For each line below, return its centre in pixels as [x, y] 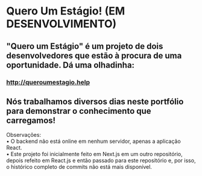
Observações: [24, 135]
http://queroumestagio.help [48, 82]
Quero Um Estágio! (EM [66, 11]
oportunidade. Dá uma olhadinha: [70, 65]
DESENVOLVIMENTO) [62, 24]
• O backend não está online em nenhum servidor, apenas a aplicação [93, 141]
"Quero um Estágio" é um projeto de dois [85, 46]
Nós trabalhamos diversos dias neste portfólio [95, 102]
